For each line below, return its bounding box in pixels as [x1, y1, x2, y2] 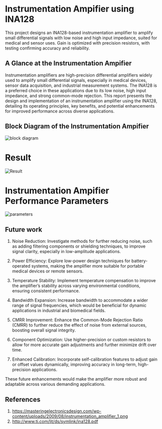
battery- [131, 258, 148, 264]
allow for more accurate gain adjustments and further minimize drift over [12, 342, 157, 348]
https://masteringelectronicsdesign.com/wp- [12, 408, 102, 414]
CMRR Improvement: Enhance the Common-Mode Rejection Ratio [12, 317, 143, 323]
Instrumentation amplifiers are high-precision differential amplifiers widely [5, 72, 152, 78]
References [5, 395, 41, 403]
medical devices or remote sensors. [12, 268, 84, 274]
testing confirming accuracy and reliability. [5, 45, 90, 51]
